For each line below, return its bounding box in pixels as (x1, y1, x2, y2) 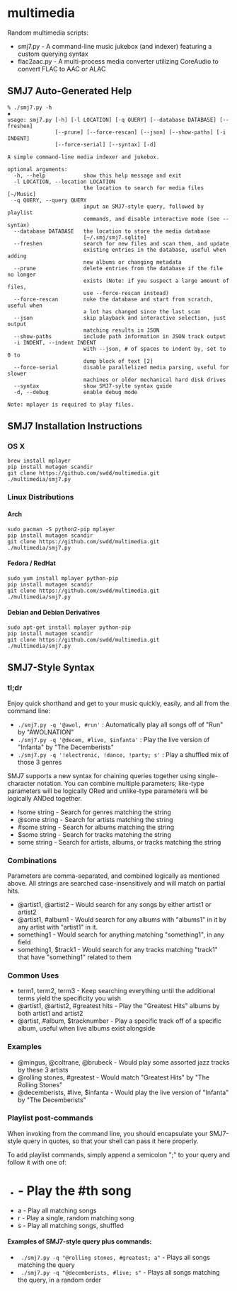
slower (7, 370, 27, 377)
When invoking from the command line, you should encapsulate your (7, 1129, 208, 1137)
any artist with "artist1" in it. (17, 922, 98, 931)
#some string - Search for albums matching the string (17, 823, 175, 831)
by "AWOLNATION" (17, 727, 74, 736)
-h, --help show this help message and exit (13, 172, 182, 179)
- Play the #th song (17, 1183, 132, 1199)
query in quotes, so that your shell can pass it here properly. (23, 1137, 199, 1145)
